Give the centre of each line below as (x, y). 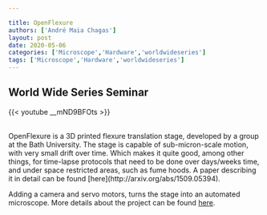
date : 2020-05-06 (37, 45)
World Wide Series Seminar (79, 93)
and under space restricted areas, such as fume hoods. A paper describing (132, 170)
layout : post (30, 38)
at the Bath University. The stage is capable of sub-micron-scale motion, (128, 144)
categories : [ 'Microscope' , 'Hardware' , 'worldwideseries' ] (107, 53)
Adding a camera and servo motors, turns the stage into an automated (124, 194)
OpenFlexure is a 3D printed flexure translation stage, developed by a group (133, 136)
